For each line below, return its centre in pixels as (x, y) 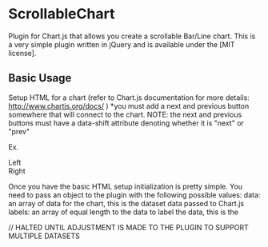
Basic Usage (40, 78)
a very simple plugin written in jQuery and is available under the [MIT (122, 44)
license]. (22, 53)
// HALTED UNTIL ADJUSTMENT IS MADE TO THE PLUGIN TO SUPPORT (129, 227)
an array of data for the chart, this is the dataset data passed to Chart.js (126, 203)
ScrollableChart (62, 14)
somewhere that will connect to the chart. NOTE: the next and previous (125, 114)
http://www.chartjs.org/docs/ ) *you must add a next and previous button (129, 106)
